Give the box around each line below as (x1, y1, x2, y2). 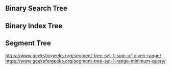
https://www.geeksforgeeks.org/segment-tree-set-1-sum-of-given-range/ (5, 52, 162, 58)
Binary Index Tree (5, 21, 63, 30)
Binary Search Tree (5, 4, 68, 13)
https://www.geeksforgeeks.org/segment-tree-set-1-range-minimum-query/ (5, 58, 166, 64)
